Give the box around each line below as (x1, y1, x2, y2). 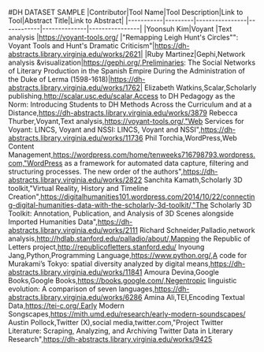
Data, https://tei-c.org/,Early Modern (8, 301, 125, 310)
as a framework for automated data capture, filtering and (64, 159, 249, 167)
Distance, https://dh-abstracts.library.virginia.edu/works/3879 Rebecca (8, 108, 238, 118)
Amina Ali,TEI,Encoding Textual (143, 293, 246, 301)
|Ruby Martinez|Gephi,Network (144, 50, 246, 58)
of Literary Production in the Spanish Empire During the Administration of (8, 66, 246, 75)
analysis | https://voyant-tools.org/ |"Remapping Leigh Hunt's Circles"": (8, 32, 239, 42)
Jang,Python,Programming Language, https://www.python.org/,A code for (8, 251, 247, 260)
